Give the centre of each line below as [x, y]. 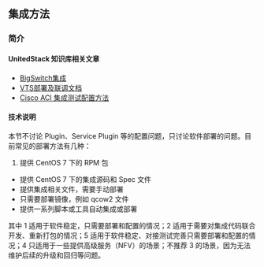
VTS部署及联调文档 [51, 87]
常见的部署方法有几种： [53, 146]
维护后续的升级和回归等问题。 [56, 255]
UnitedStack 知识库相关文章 [54, 58]
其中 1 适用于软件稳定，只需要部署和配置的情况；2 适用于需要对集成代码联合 [132, 225]
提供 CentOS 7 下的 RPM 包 [64, 162]
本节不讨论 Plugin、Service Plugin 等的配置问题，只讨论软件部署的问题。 [126, 135]
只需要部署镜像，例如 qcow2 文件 [74, 198]
